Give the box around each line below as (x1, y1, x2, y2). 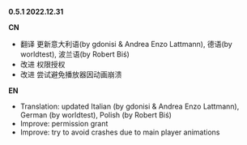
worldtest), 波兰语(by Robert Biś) (19, 49, 130, 59)
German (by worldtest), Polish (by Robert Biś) (19, 110, 172, 120)
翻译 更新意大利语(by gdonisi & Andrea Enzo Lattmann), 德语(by (19, 40, 232, 49)
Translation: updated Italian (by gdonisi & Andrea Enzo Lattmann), (19, 101, 240, 111)
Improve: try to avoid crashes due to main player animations (19, 127, 220, 137)
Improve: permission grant (19, 119, 109, 128)
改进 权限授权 (19, 60, 66, 69)
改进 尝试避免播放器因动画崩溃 (19, 70, 122, 79)
